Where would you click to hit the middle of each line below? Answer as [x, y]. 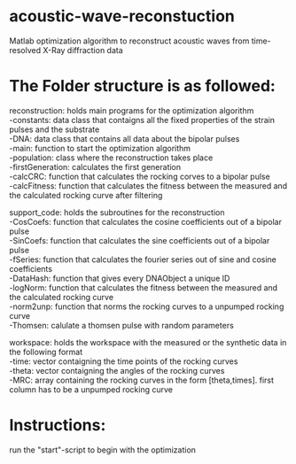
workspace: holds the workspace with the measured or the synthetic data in [148, 342]
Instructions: [58, 425]
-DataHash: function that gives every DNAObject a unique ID [120, 278]
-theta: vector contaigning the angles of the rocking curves [117, 370]
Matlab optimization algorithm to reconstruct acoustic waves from [129, 41]
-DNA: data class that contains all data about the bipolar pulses [125, 138]
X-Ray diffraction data [83, 50]
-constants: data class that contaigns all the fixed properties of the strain [142, 120]
